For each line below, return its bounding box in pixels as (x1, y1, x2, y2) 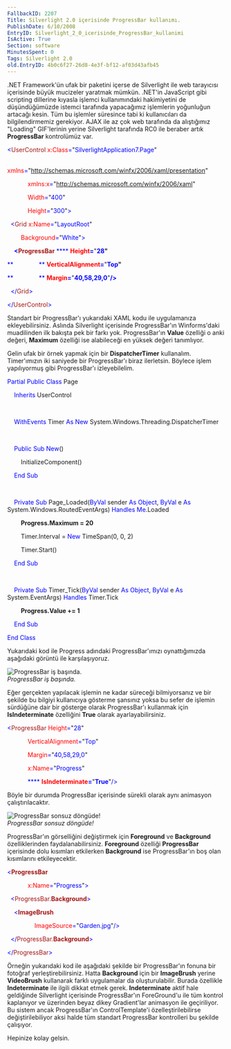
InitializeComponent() (20, 457, 82, 466)
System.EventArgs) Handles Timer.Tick (7, 593, 119, 601)
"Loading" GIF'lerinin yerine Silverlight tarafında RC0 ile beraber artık (7, 125, 204, 133)
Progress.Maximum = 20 (20, 518, 94, 527)
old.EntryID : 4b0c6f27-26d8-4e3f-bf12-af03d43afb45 (7, 62, 159, 69)
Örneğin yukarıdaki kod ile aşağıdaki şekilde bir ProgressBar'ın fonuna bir (7, 961, 216, 969)
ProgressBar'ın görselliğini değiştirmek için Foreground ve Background (7, 832, 211, 841)
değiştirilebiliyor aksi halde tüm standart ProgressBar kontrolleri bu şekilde (7, 1013, 219, 1021)
